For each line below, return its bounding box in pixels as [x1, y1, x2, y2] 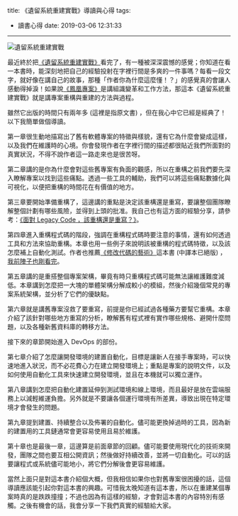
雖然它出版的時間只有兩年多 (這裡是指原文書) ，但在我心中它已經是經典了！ [7, 108, 227, 117]
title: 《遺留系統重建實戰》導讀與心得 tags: [7, 6, 131, 14]
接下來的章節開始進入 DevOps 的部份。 [7, 338, 122, 345]
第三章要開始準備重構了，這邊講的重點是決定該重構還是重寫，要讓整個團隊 [7, 197, 225, 206]
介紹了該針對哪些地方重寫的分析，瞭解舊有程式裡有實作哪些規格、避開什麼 [7, 314, 225, 322]
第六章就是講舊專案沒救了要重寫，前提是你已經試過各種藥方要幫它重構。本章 [7, 305, 231, 313]
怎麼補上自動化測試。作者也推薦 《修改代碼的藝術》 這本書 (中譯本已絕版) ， [7, 248, 227, 256]
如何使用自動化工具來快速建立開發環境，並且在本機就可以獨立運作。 [7, 370, 206, 379]
